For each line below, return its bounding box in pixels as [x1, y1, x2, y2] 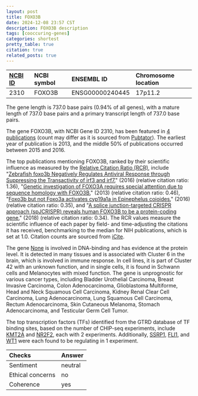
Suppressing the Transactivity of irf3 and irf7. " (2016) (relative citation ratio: [6, 176, 189, 183]
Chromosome [135, 71, 175, 80]
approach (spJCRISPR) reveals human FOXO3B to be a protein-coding [6, 207, 177, 215]
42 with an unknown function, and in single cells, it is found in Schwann [6, 263, 180, 270]
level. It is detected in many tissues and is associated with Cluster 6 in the [6, 250, 185, 258]
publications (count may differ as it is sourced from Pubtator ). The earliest [6, 134, 186, 141]
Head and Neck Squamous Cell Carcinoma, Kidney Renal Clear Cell [6, 288, 170, 295]
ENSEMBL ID [71, 75, 108, 83]
